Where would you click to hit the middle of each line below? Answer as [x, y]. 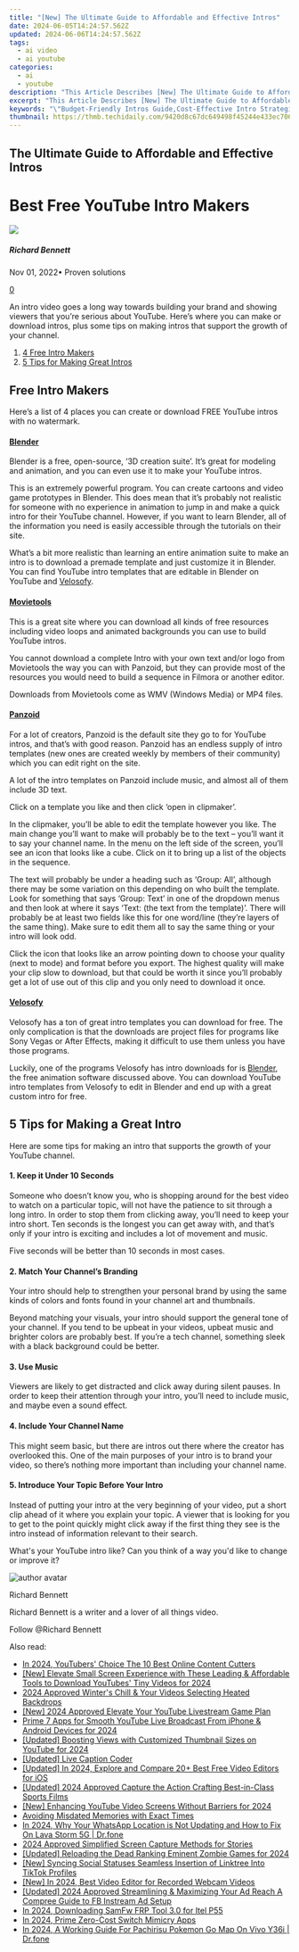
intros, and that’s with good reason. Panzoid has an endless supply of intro [146, 744]
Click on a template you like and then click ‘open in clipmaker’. [123, 806]
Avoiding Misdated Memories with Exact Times [108, 1816]
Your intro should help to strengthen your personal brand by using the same [148, 1291]
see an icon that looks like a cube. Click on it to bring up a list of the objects [148, 852]
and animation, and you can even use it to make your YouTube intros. [136, 471]
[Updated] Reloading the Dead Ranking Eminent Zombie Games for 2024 [155, 1853]
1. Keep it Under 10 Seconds [61, 1176]
